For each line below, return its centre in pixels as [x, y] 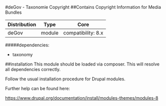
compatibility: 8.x [83, 33]
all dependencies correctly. [33, 69]
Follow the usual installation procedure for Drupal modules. [65, 79]
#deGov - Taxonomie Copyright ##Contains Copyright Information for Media [83, 7]
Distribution [22, 24]
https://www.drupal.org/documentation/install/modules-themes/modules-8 [82, 98]
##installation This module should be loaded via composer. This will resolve [82, 64]
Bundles [14, 12]
